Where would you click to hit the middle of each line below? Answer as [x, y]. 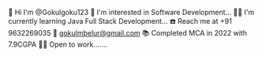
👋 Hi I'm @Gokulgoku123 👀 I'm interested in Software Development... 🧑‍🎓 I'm [131, 12]
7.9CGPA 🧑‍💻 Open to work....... [58, 44]
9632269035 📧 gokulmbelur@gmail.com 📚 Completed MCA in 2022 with [127, 33]
